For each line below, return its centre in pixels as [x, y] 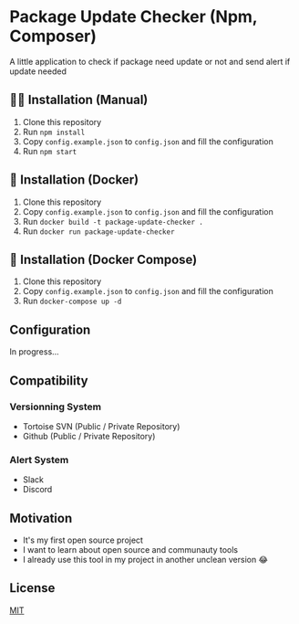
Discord [37, 490]
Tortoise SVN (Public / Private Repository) [101, 426]
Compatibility [49, 381]
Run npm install [54, 132]
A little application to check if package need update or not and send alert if [150, 61]
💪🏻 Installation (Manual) [79, 100]
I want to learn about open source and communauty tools [130, 549]
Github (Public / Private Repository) [89, 436]
